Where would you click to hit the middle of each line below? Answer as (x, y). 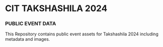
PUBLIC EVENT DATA (31, 24)
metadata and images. (28, 39)
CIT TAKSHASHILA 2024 (56, 8)
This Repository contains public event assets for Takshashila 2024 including (82, 34)
